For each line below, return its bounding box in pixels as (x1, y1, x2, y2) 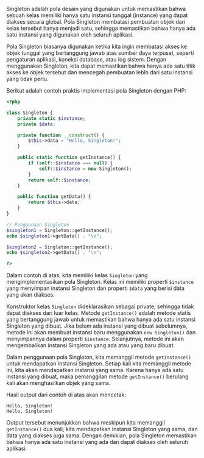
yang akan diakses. (6, 291, 55, 298)
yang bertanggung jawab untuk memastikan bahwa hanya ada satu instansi (6, 316, 196, 323)
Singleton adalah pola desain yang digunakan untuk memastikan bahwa (6, 5, 186, 12)
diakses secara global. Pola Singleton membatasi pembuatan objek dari (6, 18, 186, 25)
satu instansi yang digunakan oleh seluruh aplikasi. (6, 31, 134, 38)
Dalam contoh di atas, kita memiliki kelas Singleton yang (6, 272, 148, 279)
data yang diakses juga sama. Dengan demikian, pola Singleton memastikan (6, 432, 197, 439)
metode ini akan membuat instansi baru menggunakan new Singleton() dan (6, 329, 196, 336)
